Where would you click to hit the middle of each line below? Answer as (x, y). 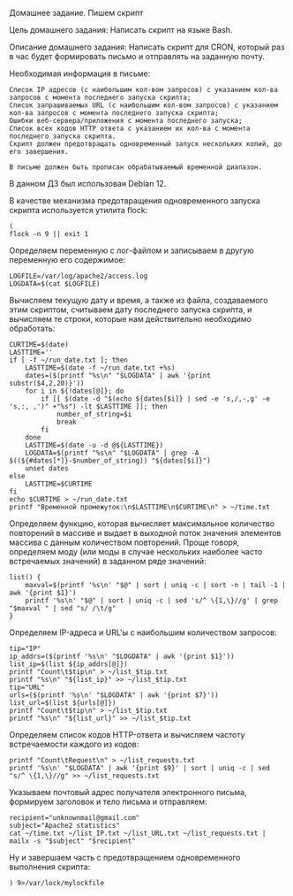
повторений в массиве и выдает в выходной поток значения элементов (145, 533)
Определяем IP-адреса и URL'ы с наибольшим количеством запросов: (143, 632)
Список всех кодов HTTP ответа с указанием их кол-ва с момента (130, 128)
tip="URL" (27, 687)
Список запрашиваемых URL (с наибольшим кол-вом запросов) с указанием (143, 105)
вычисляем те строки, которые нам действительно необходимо (130, 319)
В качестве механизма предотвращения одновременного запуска (135, 201)
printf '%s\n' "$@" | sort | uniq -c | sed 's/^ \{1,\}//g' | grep (151, 601)
